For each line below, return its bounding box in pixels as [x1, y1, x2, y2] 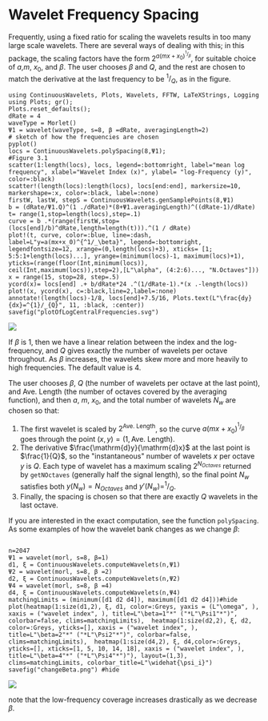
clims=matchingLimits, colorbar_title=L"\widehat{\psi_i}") [8, 659, 214, 667]
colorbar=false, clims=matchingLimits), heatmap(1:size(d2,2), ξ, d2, [8, 617, 252, 625]
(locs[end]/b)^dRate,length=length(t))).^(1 [8, 224, 159, 232]
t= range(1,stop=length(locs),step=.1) [8, 210, 142, 218]
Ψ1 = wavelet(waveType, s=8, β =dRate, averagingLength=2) [8, 126, 210, 134]
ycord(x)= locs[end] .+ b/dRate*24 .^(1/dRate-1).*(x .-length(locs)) [8, 280, 249, 288]
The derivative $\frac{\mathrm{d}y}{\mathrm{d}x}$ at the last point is [19, 443, 250, 453]
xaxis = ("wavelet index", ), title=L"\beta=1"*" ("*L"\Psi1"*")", [8, 610, 238, 618]
